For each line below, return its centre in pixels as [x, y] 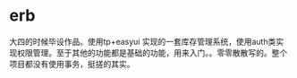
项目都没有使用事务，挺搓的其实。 [72, 64]
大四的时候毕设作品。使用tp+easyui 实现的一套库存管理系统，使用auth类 [143, 41]
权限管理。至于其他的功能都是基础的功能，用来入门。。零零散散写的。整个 [152, 52]
